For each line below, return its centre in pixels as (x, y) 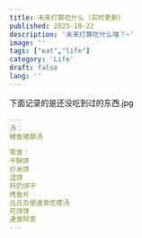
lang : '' (26, 76)
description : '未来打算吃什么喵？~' (72, 34)
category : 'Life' (42, 59)
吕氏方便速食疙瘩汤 (40, 203)
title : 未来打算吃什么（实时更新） (67, 18)
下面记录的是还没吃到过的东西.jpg (71, 102)
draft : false (34, 68)
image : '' (28, 43)
